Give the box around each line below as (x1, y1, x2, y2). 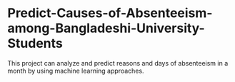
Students (7, 36, 63, 51)
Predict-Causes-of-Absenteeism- (7, 5, 213, 21)
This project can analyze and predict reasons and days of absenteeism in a (7, 58, 229, 67)
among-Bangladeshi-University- (7, 20, 205, 36)
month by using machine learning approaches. (7, 66, 144, 75)
